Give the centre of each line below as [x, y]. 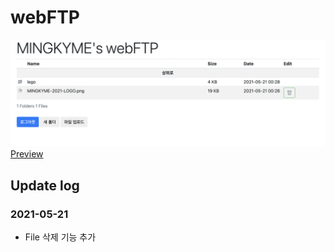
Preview [27, 154]
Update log [45, 185]
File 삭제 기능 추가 [60, 237]
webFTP [45, 17]
